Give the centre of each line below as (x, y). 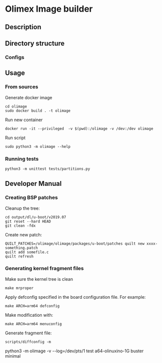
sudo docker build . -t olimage (38, 110)
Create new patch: (24, 235)
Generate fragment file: (28, 333)
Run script (15, 138)
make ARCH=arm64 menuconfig (34, 324)
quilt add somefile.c (27, 252)
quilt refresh (19, 256)
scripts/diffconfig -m (28, 342)
